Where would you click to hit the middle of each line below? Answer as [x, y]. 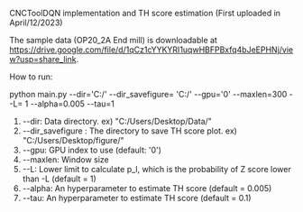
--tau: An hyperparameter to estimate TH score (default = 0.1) [137, 198]
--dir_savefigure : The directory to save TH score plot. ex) [129, 131]
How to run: [31, 77]
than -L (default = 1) [59, 179]
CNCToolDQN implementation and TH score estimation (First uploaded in [145, 13]
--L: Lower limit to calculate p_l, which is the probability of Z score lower [156, 169]
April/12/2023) [36, 23]
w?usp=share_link [43, 59]
